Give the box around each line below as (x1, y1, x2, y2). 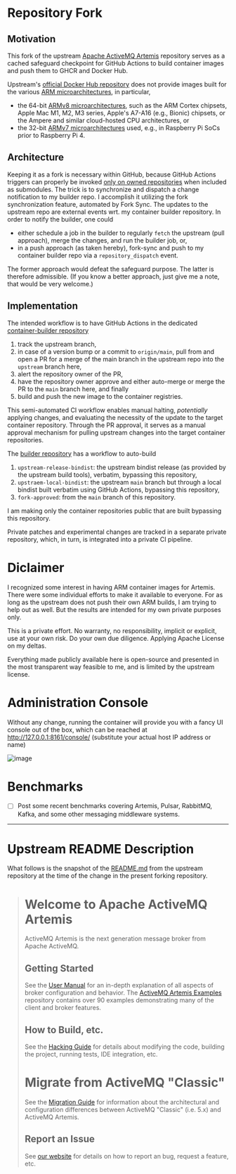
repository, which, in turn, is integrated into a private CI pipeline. (7, 535, 193, 543)
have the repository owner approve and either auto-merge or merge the (17, 377, 225, 385)
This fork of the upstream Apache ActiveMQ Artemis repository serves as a (7, 51, 225, 60)
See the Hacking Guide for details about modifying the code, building (24, 1042, 225, 1051)
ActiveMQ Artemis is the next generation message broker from (24, 934, 206, 943)
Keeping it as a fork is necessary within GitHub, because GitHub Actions (7, 170, 216, 179)
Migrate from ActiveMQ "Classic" (24, 1075, 225, 1091)
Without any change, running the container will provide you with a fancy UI (7, 717, 223, 726)
